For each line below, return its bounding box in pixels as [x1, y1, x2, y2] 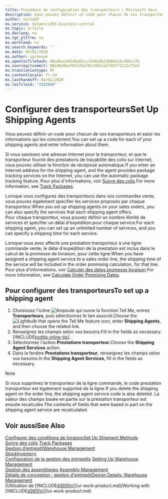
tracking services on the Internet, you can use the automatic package [5, 173, 148, 179]
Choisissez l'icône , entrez [12, 307, 150, 313]
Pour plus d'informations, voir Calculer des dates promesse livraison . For [5, 266, 154, 272]
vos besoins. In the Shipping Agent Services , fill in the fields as [12, 356, 143, 362]
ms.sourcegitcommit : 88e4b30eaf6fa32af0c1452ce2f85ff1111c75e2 [5, 63, 140, 68]
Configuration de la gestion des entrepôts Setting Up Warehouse [5, 456, 138, 462]
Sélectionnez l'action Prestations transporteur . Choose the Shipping [12, 340, 154, 346]
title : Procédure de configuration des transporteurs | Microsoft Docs [5, 7, 157, 13]
